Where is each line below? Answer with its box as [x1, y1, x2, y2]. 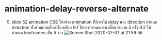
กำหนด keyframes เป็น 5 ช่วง [11, 30, 64, 35]
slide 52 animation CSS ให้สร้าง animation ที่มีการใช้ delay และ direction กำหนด [11, 19, 158, 25]
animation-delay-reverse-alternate [4, 3, 149, 14]
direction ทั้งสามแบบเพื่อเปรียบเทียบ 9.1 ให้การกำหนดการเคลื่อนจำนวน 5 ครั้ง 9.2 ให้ [11, 24, 151, 30]
